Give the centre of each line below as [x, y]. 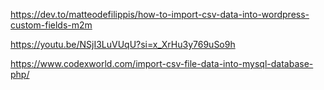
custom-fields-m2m [51, 25]
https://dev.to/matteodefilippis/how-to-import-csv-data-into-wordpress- [160, 14]
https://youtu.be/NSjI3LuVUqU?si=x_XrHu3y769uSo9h [123, 44]
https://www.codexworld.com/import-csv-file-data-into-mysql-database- [162, 63]
